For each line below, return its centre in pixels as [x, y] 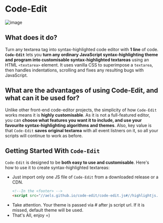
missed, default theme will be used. [48, 210]
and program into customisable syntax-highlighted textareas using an [77, 60]
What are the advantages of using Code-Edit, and [81, 91]
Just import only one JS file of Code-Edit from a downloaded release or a [85, 177]
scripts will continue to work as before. [44, 136]
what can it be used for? [42, 98]
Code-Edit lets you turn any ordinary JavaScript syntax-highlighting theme [81, 54]
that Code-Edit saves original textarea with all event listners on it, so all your [82, 130]
